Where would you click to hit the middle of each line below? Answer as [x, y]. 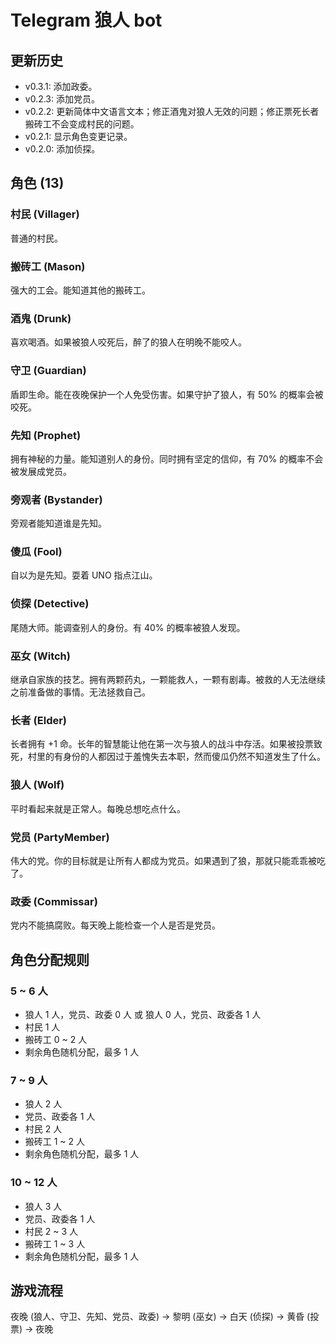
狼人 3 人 [43, 1206]
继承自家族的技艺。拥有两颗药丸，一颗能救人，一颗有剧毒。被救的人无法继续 [168, 680]
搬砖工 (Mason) [48, 266]
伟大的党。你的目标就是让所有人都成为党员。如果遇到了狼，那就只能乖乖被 [163, 860]
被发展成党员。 [41, 471]
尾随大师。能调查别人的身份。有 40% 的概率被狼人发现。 [128, 627]
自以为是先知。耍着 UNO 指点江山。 [84, 575]
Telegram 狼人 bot [86, 20]
